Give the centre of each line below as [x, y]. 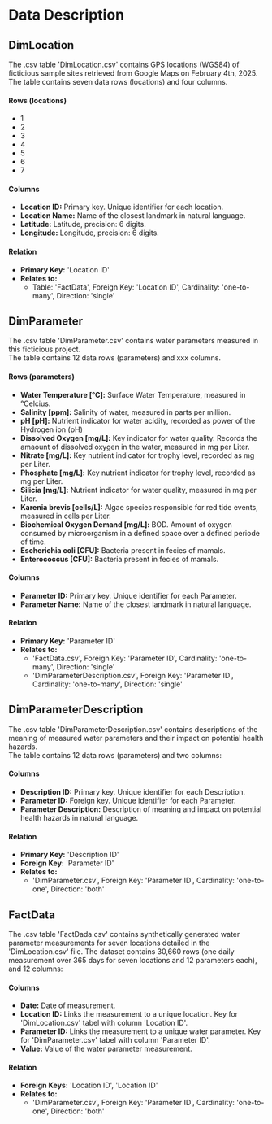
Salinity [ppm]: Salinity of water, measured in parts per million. [125, 412]
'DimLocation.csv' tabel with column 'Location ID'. [104, 1023]
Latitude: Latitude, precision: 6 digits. [83, 224]
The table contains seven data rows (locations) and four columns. [118, 82]
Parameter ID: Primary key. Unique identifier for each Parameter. [128, 595]
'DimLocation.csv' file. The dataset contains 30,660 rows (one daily [121, 952]
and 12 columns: [36, 969]
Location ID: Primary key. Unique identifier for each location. [122, 207]
